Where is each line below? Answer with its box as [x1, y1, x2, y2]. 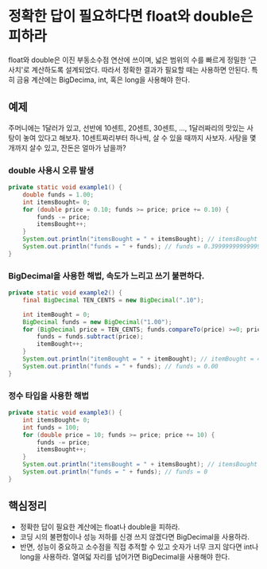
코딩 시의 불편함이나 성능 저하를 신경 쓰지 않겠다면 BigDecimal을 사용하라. [19, 532, 250, 541]
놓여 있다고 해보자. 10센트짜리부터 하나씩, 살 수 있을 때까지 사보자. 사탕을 [22, 133, 249, 142]
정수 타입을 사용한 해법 [8, 390, 90, 401]
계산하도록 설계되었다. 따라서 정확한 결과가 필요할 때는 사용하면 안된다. [31, 64, 250, 74]
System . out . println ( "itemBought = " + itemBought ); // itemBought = [22, 355, 254, 363]
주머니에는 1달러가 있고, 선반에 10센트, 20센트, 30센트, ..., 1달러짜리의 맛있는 [8, 123, 246, 132]
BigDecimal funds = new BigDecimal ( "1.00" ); [22, 318, 172, 326]
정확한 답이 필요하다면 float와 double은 [8, 7, 253, 25]
